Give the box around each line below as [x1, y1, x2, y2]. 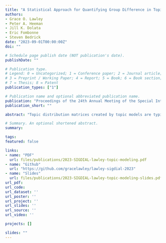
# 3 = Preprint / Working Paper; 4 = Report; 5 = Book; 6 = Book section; [5, 76, 163, 81]
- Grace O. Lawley [5, 16, 43, 21]
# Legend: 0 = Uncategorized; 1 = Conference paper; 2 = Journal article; [5, 71, 163, 76]
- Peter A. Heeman [5, 21, 43, 26]
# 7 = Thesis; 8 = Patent [5, 80, 58, 86]
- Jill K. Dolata [5, 26, 41, 31]
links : [5, 148, 19, 153]
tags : [5, 135, 16, 140]
